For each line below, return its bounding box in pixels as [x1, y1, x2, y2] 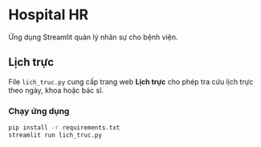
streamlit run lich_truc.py [8, 131, 103, 139]
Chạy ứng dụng [8, 105, 70, 116]
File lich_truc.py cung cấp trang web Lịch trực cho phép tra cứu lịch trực [8, 76, 254, 86]
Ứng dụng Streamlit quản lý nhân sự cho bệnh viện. [8, 32, 178, 42]
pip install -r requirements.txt [8, 124, 120, 132]
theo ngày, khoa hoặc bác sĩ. [8, 85, 104, 95]
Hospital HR [8, 6, 89, 24]
